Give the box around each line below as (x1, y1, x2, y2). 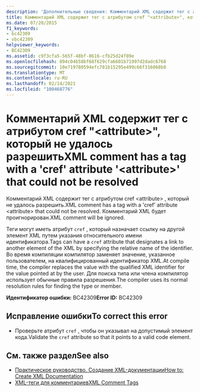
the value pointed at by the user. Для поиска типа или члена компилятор (6, 269, 189, 277)
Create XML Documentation (14, 373, 83, 380)
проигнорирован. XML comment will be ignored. (6, 214, 125, 221)
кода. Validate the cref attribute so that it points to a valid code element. (14, 333, 192, 340)
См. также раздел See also (6, 351, 109, 361)
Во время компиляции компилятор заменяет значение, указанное (6, 251, 176, 258)
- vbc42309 (6, 36, 33, 42)
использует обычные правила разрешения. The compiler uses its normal (6, 276, 188, 283)
